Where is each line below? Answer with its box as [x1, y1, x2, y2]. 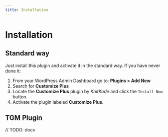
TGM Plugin [5, 114, 43, 122]
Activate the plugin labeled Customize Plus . [12, 99, 104, 105]
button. [12, 94, 28, 100]
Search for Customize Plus [12, 83, 69, 89]
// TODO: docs [5, 127, 35, 133]
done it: [5, 67, 21, 74]
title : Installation [5, 7, 49, 13]
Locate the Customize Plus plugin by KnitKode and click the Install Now [12, 88, 163, 94]
